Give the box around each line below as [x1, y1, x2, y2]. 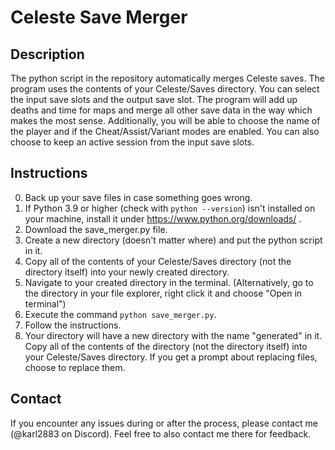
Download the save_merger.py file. [24, 223, 168, 235]
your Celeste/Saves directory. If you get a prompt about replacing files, [24, 351, 318, 363]
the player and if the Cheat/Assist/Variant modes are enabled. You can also [10, 126, 320, 137]
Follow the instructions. [24, 319, 122, 331]
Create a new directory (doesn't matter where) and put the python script [24, 234, 323, 246]
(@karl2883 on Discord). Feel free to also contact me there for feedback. [10, 427, 312, 440]
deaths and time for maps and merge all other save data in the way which [10, 104, 313, 116]
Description [10, 46, 85, 63]
